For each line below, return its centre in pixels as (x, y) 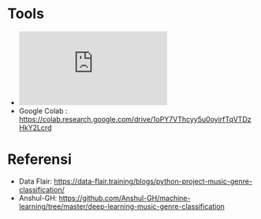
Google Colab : (43, 110)
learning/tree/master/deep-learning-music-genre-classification (122, 206)
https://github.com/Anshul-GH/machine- (125, 198)
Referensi (40, 160)
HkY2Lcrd (35, 128)
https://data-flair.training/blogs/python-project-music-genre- (153, 181)
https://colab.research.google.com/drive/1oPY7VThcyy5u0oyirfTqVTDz (135, 119)
